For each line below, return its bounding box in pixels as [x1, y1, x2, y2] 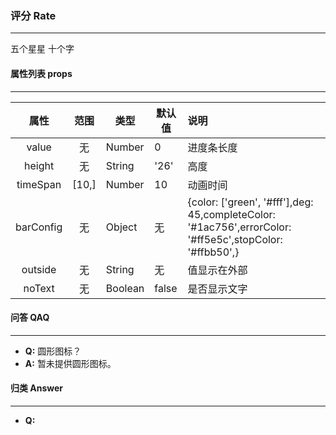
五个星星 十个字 [10, 43, 75, 55]
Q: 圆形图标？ [24, 345, 82, 357]
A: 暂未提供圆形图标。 [24, 357, 117, 369]
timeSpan [16, 177, 62, 191]
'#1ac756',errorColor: [187, 220, 292, 234]
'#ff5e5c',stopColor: [187, 232, 283, 246]
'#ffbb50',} [187, 245, 240, 259]
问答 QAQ [10, 312, 50, 324]
